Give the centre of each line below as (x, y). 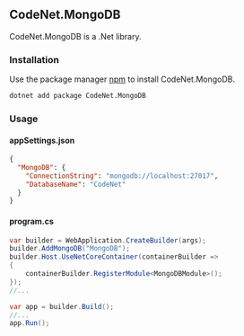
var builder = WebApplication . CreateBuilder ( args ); (108, 240)
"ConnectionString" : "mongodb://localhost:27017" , (122, 176)
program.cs (31, 221)
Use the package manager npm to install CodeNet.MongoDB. (122, 79)
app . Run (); (30, 323)
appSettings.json (42, 140)
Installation (35, 59)
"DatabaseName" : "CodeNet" (76, 184)
